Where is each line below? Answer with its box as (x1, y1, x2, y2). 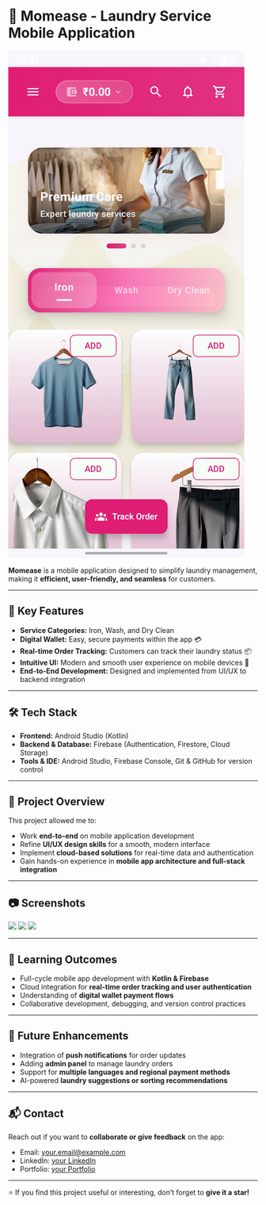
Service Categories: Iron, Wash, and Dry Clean (19, 625, 175, 635)
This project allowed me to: (8, 816, 97, 826)
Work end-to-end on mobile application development (19, 831, 195, 841)
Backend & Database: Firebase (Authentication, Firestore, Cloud (19, 739, 230, 749)
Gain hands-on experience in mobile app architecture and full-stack (19, 856, 245, 866)
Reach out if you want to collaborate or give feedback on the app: (8, 1132, 226, 1142)
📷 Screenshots (8, 896, 85, 909)
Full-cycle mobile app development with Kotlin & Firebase (19, 974, 209, 983)
